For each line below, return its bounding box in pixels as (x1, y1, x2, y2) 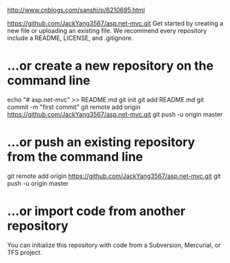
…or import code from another (7, 204, 186, 220)
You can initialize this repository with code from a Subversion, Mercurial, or (7, 241, 221, 249)
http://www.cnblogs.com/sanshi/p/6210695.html (7, 6, 145, 14)
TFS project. (7, 248, 43, 256)
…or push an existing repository (7, 135, 195, 150)
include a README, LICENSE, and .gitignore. (7, 34, 133, 42)
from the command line (7, 149, 144, 165)
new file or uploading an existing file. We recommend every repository (7, 27, 207, 35)
